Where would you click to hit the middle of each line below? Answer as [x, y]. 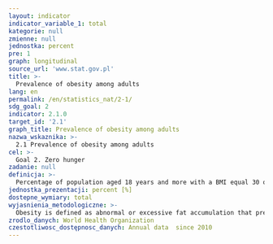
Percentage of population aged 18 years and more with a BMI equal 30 [138, 183]
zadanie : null [32, 168]
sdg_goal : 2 [28, 107]
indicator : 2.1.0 [38, 115]
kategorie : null [36, 31]
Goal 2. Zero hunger [50, 159]
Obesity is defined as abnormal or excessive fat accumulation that [134, 212]
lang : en [23, 91]
